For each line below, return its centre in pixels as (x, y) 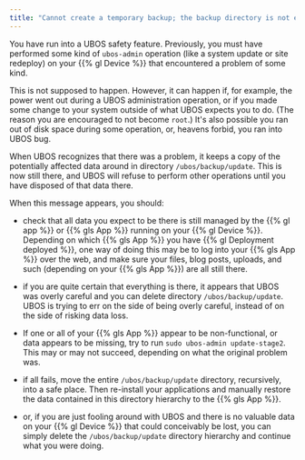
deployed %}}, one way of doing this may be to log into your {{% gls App (159, 249)
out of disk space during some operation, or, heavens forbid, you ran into (146, 129)
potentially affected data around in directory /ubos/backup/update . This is (146, 165)
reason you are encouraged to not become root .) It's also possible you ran (149, 119)
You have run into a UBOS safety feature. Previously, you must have (136, 44)
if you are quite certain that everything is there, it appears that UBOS (151, 286)
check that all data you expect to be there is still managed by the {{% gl (156, 220)
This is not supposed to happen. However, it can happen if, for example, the (151, 90)
